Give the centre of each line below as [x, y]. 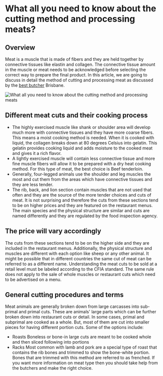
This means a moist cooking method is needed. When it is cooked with [83, 137]
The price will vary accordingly [53, 231]
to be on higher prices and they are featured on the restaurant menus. [82, 205]
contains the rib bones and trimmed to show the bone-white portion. [81, 352]
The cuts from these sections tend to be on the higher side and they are [77, 243]
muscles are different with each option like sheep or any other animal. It [77, 253]
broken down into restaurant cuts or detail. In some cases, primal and [75, 317]
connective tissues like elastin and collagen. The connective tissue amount [80, 64]
